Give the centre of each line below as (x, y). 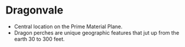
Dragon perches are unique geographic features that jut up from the (97, 32)
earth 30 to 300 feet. (39, 39)
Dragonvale (34, 10)
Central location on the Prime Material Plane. (68, 26)
